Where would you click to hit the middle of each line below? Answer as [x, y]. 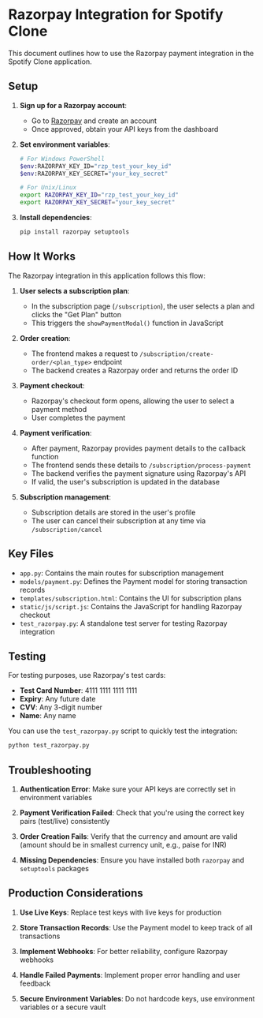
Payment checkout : [52, 385]
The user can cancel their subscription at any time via [119, 520]
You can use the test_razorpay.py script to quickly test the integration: [123, 731]
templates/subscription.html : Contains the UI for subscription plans [130, 598]
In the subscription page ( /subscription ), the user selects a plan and [143, 306]
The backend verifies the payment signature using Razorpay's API [139, 473]
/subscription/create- [176, 354]
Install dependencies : [56, 217]
